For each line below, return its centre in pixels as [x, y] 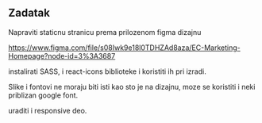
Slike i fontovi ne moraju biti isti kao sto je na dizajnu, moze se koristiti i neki [132, 86]
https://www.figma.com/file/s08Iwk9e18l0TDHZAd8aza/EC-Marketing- [124, 48]
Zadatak [29, 13]
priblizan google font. [43, 95]
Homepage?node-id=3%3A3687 [62, 56]
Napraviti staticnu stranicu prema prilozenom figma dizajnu [105, 32]
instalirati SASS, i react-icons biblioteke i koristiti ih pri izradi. [107, 71]
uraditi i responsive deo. [48, 110]
